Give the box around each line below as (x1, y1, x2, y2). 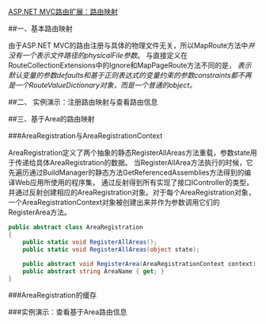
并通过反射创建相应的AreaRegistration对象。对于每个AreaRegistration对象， (8, 187, 256, 197)
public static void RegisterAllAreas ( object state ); (22, 245, 200, 253)
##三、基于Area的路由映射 (8, 114, 95, 123)
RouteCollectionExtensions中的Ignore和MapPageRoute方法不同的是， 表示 (8, 60, 252, 70)
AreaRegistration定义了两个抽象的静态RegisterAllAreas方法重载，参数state (8, 148, 251, 157)
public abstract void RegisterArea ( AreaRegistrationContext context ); (22, 260, 260, 268)
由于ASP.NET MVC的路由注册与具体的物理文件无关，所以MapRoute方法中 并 (8, 40, 256, 50)
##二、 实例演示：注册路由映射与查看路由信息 (8, 98, 158, 106)
